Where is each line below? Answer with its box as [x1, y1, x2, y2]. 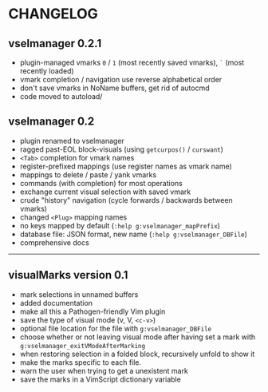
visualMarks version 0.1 [8, 268, 128, 282]
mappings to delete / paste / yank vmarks [19, 169, 157, 180]
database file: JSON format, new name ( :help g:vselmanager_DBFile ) [19, 229, 247, 239]
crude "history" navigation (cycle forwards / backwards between [19, 195, 233, 204]
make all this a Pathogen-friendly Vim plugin [19, 307, 166, 316]
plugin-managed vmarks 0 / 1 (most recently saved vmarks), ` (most [19, 57, 245, 67]
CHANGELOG [8, 5, 98, 23]
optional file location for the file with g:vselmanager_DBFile [19, 323, 212, 333]
